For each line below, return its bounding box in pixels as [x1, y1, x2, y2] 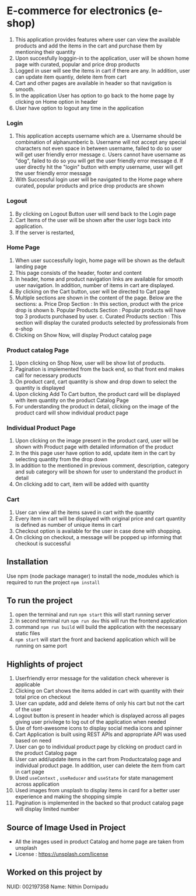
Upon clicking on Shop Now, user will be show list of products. [15, 359, 166, 367]
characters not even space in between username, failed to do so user [15, 145, 183, 152]
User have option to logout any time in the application [15, 104, 144, 111]
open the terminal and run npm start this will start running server [15, 611, 171, 618]
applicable [15, 681, 40, 688]
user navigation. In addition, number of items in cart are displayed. [15, 281, 174, 288]
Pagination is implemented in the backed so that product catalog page [15, 799, 184, 806]
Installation [6, 557, 48, 567]
